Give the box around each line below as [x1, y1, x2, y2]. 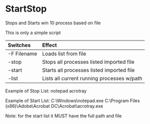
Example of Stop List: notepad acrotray [5, 88, 87, 94]
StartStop [5, 3, 47, 15]
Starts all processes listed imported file [42, 66, 135, 73]
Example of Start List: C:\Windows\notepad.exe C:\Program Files [5, 97, 140, 104]
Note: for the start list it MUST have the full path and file [5, 112, 122, 119]
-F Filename [8, 50, 37, 57]
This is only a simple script [5, 29, 61, 35]
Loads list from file [42, 50, 87, 57]
